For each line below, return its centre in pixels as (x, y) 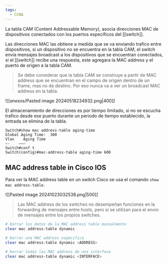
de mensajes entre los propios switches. (59, 215)
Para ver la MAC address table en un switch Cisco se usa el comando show (82, 180)
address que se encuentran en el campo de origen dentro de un (83, 80)
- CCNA (17, 15)
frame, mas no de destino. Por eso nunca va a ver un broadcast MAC (89, 85)
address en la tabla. (38, 91)
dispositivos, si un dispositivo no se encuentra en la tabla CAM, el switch (80, 49)
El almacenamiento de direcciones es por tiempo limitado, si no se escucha (83, 110)
